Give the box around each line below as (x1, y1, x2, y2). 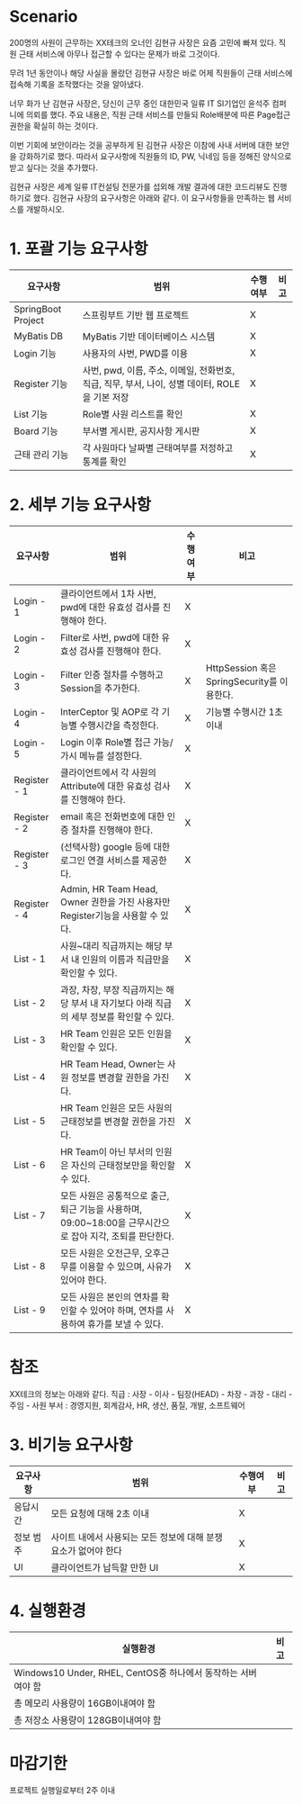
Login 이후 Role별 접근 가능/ (59, 735, 173, 748)
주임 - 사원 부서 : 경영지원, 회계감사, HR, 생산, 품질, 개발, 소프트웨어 (9, 1400, 245, 1411)
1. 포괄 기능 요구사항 (9, 239, 148, 259)
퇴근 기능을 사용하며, (59, 1203, 143, 1215)
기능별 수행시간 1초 (205, 705, 283, 717)
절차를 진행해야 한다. (70, 824, 154, 836)
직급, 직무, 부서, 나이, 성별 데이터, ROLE (82, 377, 241, 390)
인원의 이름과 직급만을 (81, 952, 170, 965)
